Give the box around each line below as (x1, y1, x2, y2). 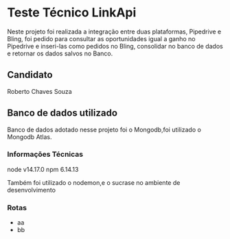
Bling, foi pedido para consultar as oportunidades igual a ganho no (7, 34, 196, 42)
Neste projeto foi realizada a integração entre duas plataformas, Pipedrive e (7, 27, 222, 36)
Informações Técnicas (7, 149, 84, 159)
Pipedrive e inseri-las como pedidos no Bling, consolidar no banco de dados (7, 42, 223, 50)
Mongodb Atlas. (7, 132, 53, 141)
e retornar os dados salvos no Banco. (7, 49, 113, 58)
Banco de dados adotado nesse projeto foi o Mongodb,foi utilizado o (7, 125, 201, 134)
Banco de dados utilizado (7, 108, 118, 119)
